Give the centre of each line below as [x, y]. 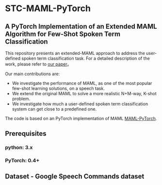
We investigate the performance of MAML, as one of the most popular [82, 83]
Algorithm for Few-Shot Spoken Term [63, 34]
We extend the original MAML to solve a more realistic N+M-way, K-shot [84, 93]
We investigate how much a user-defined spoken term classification [80, 104]
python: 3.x [19, 148]
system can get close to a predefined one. [54, 109]
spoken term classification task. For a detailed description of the [86, 58]
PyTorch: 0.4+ [22, 161]
